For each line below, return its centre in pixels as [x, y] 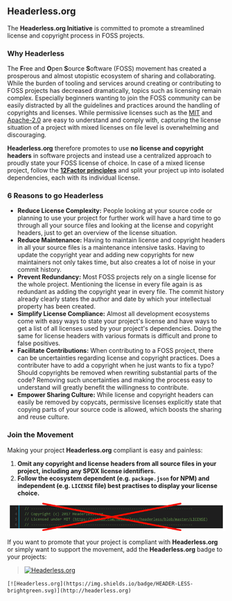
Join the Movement [41, 435]
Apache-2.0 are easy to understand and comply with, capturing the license [114, 120]
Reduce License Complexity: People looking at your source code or [115, 211]
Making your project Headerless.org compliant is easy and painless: [105, 450]
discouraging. [27, 135]
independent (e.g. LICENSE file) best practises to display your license [117, 485]
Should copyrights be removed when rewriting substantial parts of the [117, 373]
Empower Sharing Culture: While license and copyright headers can [115, 395]
